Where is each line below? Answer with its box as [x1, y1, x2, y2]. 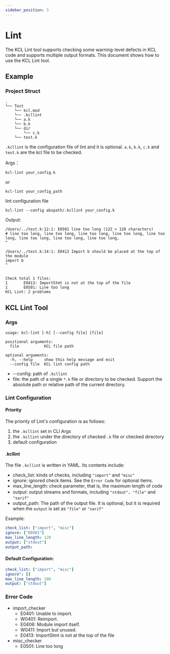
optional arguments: [5, 353, 49, 358]
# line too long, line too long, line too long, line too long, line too [5, 231, 165, 236]
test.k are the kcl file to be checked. [5, 149, 82, 156]
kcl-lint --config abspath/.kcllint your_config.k [5, 208, 115, 213]
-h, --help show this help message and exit [10, 357, 115, 362]
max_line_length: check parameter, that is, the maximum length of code [12, 483, 163, 489]
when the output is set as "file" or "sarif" [12, 506, 104, 512]
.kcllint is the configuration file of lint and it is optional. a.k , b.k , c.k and [5, 144, 159, 150]
